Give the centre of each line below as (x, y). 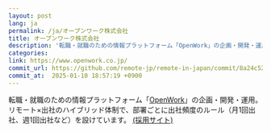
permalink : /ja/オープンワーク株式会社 (69, 31)
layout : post (30, 16)
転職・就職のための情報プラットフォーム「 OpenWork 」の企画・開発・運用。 (135, 99)
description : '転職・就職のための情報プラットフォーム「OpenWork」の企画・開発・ (132, 46)
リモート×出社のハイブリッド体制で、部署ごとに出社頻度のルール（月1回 (129, 109)
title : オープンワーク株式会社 (54, 38)
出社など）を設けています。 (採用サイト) (106, 120)
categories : (28, 53)
